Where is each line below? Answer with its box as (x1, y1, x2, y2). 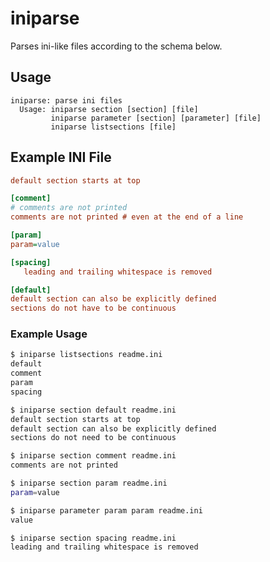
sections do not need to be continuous (10, 433, 177, 443)
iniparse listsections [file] (50, 122, 177, 132)
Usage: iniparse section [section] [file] (19, 104, 199, 114)
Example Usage (10, 327, 88, 341)
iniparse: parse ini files (10, 95, 123, 106)
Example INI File (10, 149, 112, 166)
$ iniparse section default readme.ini (10, 405, 177, 415)
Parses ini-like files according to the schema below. (10, 40, 223, 52)
